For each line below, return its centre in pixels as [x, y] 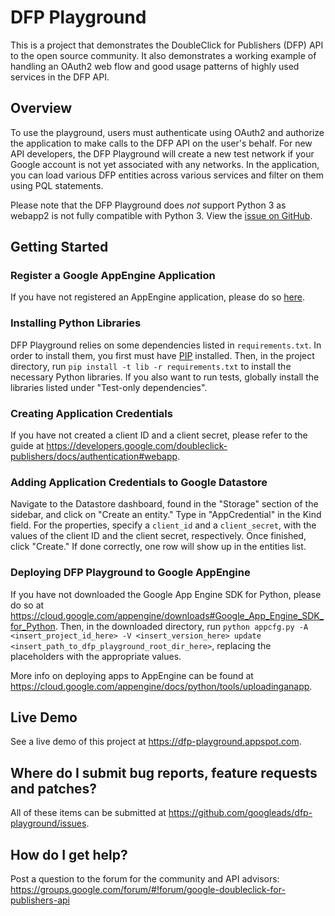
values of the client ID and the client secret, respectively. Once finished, [158, 536]
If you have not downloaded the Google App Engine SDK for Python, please [166, 594]
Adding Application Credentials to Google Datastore [139, 482]
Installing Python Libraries [76, 323]
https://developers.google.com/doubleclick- [137, 446]
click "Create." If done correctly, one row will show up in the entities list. [158, 547]
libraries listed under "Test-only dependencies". [109, 387]
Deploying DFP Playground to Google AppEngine [130, 573]
